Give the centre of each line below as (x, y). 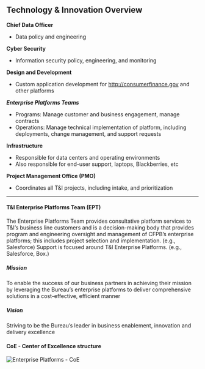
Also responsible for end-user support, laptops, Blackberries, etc (97, 164)
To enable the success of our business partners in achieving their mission (99, 283)
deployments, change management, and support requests (88, 133)
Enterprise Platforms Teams (43, 102)
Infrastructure (25, 146)
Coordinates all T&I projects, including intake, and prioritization (94, 188)
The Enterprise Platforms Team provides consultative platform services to (99, 221)
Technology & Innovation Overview (74, 10)
